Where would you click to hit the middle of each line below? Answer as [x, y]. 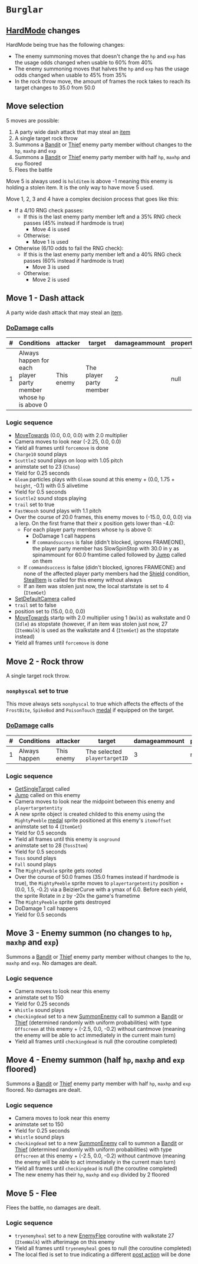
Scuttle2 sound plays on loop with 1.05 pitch [69, 460]
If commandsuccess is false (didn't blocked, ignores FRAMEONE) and [104, 567]
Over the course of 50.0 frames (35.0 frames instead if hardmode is [97, 876]
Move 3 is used [51, 267]
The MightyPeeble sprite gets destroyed [62, 902]
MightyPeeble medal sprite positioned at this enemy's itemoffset [93, 820]
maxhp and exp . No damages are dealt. [52, 963]
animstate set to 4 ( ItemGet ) [48, 826]
